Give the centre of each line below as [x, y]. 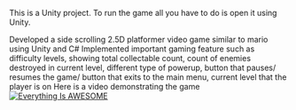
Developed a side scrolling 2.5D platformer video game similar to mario [139, 39]
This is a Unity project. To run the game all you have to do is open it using [143, 13]
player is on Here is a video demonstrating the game [105, 86]
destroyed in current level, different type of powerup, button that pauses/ [143, 67]
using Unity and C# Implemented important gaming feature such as [132, 49]
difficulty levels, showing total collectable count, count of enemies [130, 58]
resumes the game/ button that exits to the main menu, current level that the [148, 77]
